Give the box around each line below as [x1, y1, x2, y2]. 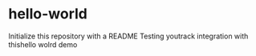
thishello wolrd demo [8, 39, 78, 49]
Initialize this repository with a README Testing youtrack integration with [8, 31, 249, 41]
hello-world [8, 5, 88, 23]
